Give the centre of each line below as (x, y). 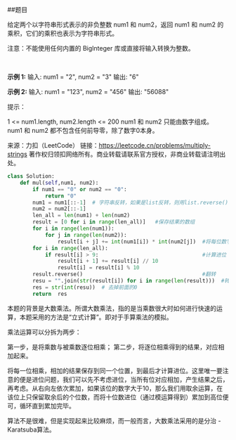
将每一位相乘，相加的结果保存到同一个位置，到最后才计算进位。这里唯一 (112, 370)
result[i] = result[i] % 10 (98, 268)
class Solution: (31, 176)
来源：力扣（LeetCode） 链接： (53, 145)
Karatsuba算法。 (32, 429)
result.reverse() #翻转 (124, 274)
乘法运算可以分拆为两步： (44, 332)
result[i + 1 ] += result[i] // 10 (108, 261)
